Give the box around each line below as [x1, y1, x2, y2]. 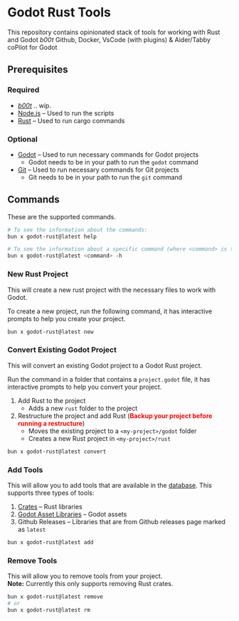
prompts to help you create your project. [7, 314, 126, 323]
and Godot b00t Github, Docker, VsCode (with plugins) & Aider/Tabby [7, 35, 211, 43]
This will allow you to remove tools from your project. [7, 572, 163, 580]
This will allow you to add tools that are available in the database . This [7, 481, 212, 489]
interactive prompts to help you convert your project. [7, 382, 162, 391]
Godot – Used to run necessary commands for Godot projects [17, 150, 199, 159]
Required [7, 85, 40, 95]
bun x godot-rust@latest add [7, 538, 94, 546]
